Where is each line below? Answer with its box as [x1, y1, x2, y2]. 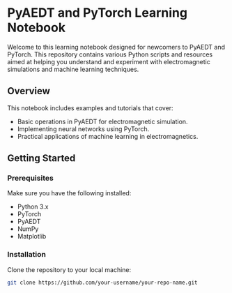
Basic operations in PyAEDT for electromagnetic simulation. [17, 117, 188, 126]
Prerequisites [7, 173, 54, 183]
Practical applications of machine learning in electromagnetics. [17, 132, 199, 140]
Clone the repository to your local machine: [7, 265, 132, 273]
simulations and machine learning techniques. [7, 65, 139, 73]
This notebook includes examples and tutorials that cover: [7, 103, 173, 112]
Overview [7, 85, 51, 97]
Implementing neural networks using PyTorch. [17, 124, 150, 133]
